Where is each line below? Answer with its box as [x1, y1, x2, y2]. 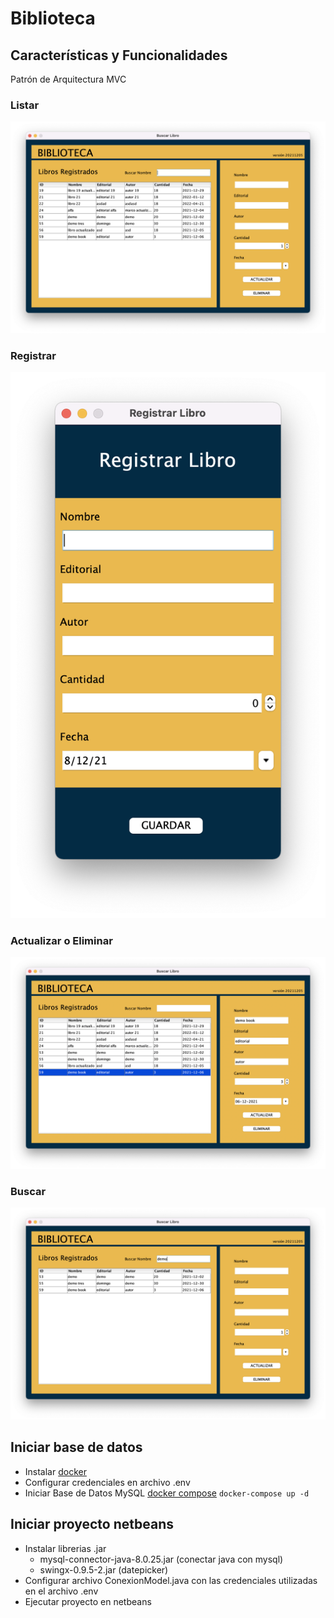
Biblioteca [10, 7, 96, 30]
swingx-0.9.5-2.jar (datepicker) [39, 1563, 169, 1576]
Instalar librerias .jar [24, 1542, 107, 1554]
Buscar [10, 1184, 47, 1198]
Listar [10, 98, 40, 112]
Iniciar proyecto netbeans [10, 1516, 174, 1533]
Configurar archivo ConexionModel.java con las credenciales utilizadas [24, 1574, 318, 1586]
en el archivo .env [24, 1585, 99, 1597]
